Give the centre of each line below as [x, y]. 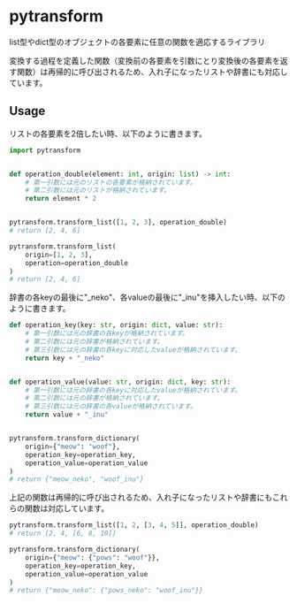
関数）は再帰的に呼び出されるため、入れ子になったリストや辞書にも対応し [152, 72]
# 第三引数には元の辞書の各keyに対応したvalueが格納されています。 [133, 350]
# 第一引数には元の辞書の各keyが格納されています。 [107, 333]
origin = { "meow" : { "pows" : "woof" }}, [93, 557]
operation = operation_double [76, 263]
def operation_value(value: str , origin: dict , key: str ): [120, 382]
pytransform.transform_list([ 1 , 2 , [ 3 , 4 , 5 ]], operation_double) [134, 525]
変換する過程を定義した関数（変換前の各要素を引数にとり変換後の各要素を [145, 60]
